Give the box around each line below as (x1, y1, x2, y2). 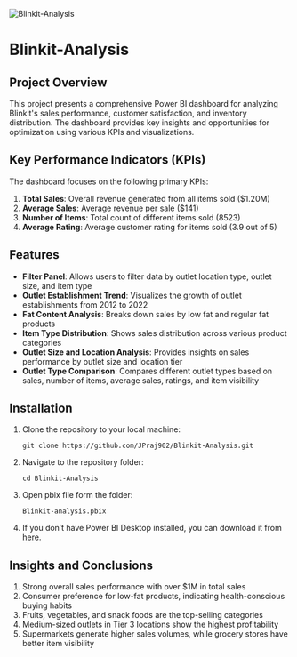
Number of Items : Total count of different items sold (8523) (21, 212, 241, 222)
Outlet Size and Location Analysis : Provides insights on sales (21, 347, 250, 357)
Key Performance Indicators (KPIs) (9, 152, 206, 168)
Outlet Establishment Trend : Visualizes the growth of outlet (21, 290, 242, 300)
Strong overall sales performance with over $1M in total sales (21, 581, 246, 592)
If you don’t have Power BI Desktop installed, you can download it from (21, 523, 282, 533)
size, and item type (21, 280, 92, 291)
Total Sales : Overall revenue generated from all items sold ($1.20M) (21, 193, 270, 204)
